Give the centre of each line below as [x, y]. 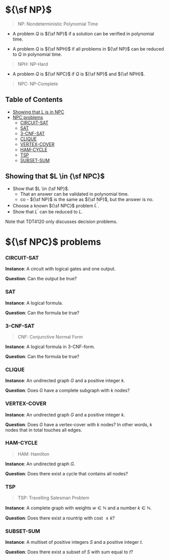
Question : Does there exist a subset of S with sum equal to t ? [69, 552]
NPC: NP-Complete [38, 84]
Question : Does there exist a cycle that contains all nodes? [67, 473]
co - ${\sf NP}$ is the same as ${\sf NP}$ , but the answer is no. [87, 199]
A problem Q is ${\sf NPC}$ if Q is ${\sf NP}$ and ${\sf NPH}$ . [79, 74]
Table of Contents [34, 100]
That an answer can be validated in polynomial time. [74, 194]
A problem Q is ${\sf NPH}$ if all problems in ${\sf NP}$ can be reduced [88, 49]
